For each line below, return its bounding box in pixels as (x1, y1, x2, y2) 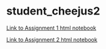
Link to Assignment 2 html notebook (6, 36, 98, 43)
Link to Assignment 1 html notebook (6, 24, 97, 31)
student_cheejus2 (6, 4, 100, 18)
